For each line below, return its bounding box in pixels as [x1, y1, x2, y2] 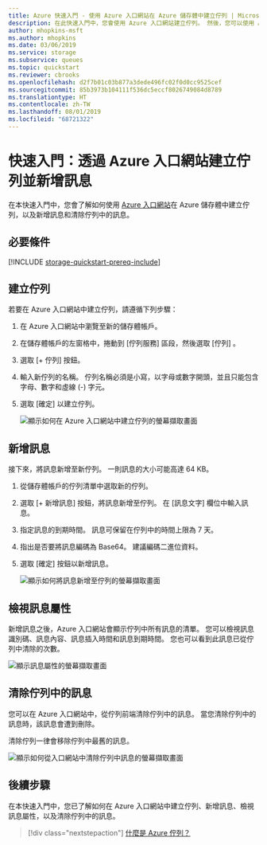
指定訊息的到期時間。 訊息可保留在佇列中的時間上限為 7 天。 [19, 525, 219, 534]
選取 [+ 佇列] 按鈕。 [19, 355, 85, 365]
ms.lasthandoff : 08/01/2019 [8, 108, 102, 116]
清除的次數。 [21, 644, 64, 654]
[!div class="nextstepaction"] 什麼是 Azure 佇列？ [27, 827, 191, 837]
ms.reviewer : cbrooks [8, 71, 80, 79]
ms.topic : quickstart [8, 64, 80, 72]
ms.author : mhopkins [8, 33, 77, 42]
